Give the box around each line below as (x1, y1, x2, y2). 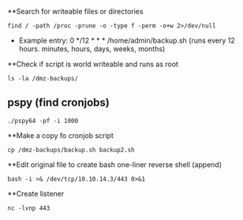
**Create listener (7, 188, 65, 198)
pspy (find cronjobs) (7, 96, 110, 110)
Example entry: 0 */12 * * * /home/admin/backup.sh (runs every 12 (18, 35, 235, 45)
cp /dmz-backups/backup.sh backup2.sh (7, 146, 135, 154)
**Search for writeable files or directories (7, 7, 144, 16)
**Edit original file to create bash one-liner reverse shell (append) (7, 159, 222, 169)
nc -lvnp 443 (7, 204, 50, 212)
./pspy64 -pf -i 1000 (7, 117, 79, 125)
